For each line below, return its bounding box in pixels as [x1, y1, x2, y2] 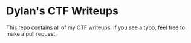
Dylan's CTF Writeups [6, 4, 119, 18]
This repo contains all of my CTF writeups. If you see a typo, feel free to [6, 24, 186, 31]
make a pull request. [6, 30, 57, 37]
